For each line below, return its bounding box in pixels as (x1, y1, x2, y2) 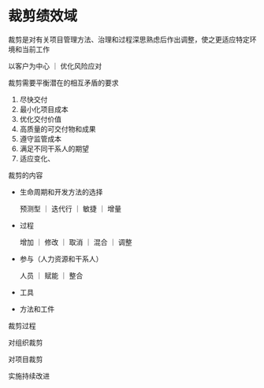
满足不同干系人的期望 (19, 143, 89, 153)
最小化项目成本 (19, 104, 69, 114)
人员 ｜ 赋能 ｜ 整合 (19, 271, 84, 280)
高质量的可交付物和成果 (19, 124, 96, 134)
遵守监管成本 (19, 134, 61, 143)
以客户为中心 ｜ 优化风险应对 (8, 61, 102, 71)
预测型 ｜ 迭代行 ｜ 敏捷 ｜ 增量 (19, 204, 122, 213)
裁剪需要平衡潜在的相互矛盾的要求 (8, 78, 119, 87)
